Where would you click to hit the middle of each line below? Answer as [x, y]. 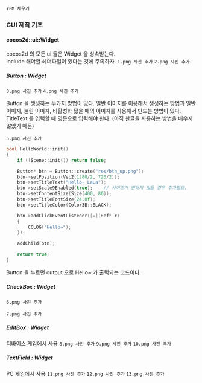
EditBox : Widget [28, 327]
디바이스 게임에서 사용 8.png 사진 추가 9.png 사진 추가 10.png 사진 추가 [89, 343]
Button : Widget [26, 76]
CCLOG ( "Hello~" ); [49, 227]
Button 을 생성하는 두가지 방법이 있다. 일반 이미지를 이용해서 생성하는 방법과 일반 [101, 103]
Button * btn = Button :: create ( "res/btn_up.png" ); [81, 171]
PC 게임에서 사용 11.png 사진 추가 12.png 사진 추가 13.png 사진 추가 [85, 373]
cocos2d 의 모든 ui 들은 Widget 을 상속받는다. [61, 54]
